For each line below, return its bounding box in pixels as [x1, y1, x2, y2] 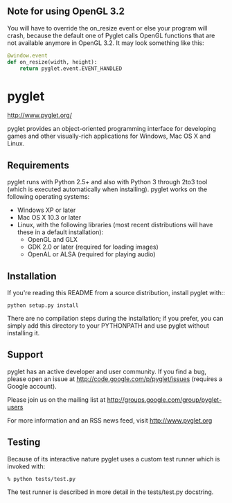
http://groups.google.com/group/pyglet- [107, 395, 222, 404]
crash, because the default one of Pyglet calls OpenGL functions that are [7, 31, 215, 39]
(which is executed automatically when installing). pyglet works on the [7, 185, 208, 193]
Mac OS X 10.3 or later [17, 213, 82, 222]
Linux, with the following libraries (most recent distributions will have [17, 221, 213, 229]
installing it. [7, 329, 40, 337]
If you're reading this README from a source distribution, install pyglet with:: [7, 289, 225, 297]
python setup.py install [7, 302, 79, 309]
